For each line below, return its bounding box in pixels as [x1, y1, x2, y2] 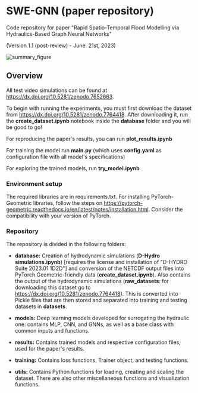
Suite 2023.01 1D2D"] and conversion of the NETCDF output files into [14, 265, 184, 272]
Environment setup [6, 179, 62, 188]
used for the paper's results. [14, 345, 84, 352]
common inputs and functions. [14, 327, 90, 334]
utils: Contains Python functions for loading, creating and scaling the [14, 369, 184, 376]
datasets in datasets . [14, 303, 67, 310]
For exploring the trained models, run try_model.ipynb [6, 164, 140, 171]
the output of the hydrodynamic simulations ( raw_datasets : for [14, 278, 169, 285]
